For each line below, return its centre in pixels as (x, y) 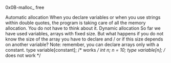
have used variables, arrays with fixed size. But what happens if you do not (84, 34)
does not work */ (23, 55)
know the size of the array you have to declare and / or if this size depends (84, 39)
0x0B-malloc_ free (25, 7)
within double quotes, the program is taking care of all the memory (76, 23)
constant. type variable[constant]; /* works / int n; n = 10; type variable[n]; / (85, 50)
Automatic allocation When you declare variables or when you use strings (83, 17)
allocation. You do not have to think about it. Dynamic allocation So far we (83, 28)
